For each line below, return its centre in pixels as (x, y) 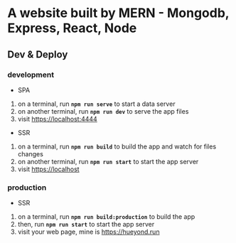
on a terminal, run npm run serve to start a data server (96, 104)
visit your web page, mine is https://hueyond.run (88, 232)
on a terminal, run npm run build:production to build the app (106, 217)
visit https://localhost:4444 (57, 119)
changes (31, 153)
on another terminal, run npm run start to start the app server (108, 161)
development (31, 75)
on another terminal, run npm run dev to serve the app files (103, 111)
